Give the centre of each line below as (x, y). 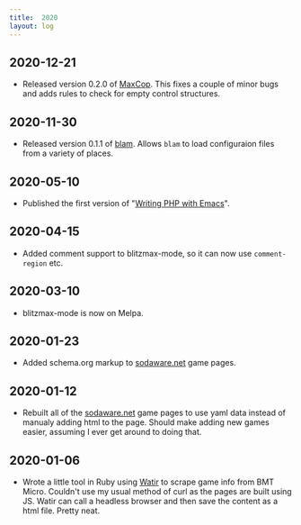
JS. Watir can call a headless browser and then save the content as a (150, 501)
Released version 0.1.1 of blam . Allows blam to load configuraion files (148, 144)
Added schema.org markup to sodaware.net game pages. (129, 363)
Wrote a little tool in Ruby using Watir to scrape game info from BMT (148, 482)
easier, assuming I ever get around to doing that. (112, 432)
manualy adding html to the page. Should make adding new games (146, 422)
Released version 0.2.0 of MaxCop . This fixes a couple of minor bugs (150, 84)
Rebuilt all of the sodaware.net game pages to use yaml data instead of (154, 413)
